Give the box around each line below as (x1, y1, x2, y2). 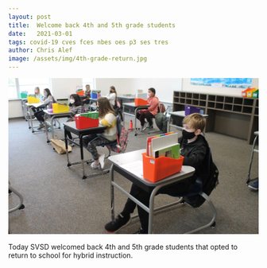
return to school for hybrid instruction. (8, 251, 133, 260)
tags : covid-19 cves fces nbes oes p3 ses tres (8, 38, 169, 46)
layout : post (8, 13, 52, 21)
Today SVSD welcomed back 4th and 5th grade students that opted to (8, 242, 238, 251)
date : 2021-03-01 (8, 29, 73, 37)
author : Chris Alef (8, 46, 73, 55)
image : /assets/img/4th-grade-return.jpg (8, 55, 148, 63)
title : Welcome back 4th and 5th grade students (8, 21, 176, 29)
